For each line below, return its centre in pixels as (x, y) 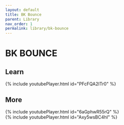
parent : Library (22, 19)
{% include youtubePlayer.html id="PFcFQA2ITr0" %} (61, 84)
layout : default (22, 10)
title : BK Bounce (23, 15)
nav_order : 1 (19, 24)
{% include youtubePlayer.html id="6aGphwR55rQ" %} (62, 111)
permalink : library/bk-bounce (37, 29)
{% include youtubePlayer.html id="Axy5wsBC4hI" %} (61, 117)
